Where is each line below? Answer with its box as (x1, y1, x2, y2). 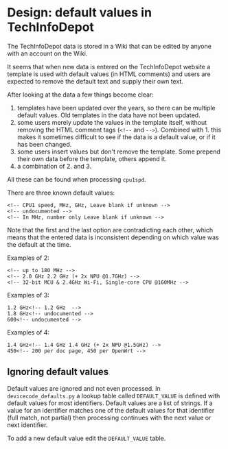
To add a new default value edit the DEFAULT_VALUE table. (7, 434, 166, 442)
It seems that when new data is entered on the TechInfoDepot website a (7, 62, 211, 71)
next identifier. (7, 420, 48, 429)
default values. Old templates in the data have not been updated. (16, 111, 201, 119)
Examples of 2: (7, 254, 49, 262)
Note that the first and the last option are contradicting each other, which (7, 226, 214, 234)
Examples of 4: (7, 328, 50, 337)
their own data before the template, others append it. (16, 154, 167, 162)
